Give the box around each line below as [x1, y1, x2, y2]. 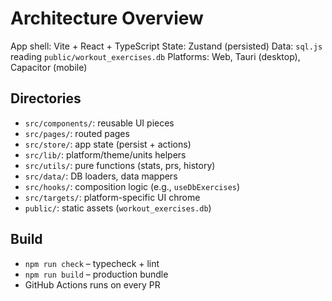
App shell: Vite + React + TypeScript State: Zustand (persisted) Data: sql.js [10, 40, 323, 52]
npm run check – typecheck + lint [24, 257, 160, 269]
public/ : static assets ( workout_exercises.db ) [24, 202, 212, 214]
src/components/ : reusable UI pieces [24, 117, 175, 129]
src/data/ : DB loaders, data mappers [24, 170, 178, 182]
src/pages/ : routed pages [24, 127, 130, 139]
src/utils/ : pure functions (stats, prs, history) [24, 159, 216, 171]
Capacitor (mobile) [10, 61, 88, 73]
